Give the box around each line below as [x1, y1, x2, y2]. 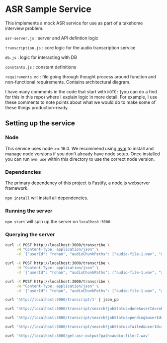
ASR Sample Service [5, 3, 91, 15]
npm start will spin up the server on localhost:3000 [5, 219, 111, 225]
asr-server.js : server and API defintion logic [5, 35, 98, 41]
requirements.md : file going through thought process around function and [5, 73, 157, 79]
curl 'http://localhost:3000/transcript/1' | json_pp [5, 297, 119, 303]
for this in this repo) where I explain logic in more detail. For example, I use [5, 94, 158, 100]
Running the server [5, 207, 53, 214]
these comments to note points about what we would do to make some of [5, 99, 156, 105]
